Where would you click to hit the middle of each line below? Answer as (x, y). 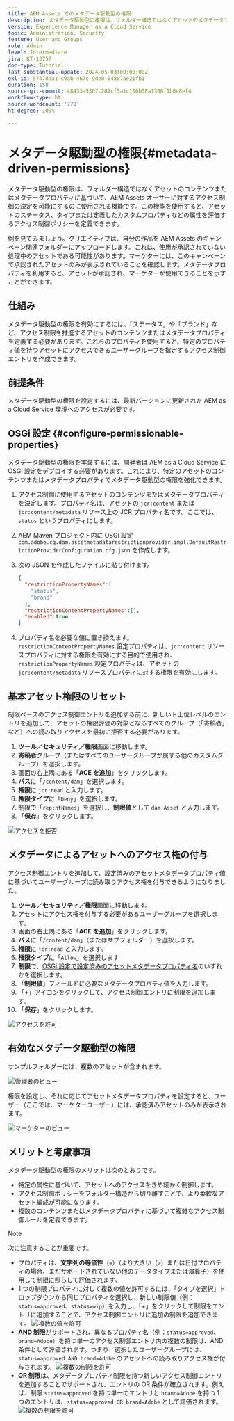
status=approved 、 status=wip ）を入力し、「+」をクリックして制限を (115, 1306)
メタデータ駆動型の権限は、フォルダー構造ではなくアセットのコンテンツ (111, 188)
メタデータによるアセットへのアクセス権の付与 (108, 855)
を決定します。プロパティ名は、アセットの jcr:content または (106, 503)
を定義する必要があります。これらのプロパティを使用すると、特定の (105, 341)
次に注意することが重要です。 (50, 1248)
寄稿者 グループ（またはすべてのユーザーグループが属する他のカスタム (118, 755)
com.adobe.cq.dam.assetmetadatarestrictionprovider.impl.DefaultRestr (122, 543)
